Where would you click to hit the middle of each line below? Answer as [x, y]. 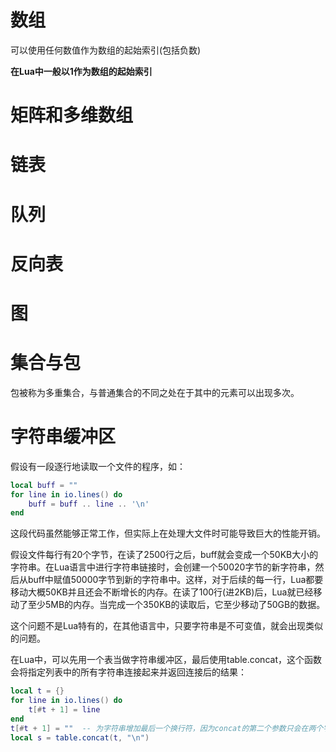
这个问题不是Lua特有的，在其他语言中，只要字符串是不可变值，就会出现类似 [167, 626]
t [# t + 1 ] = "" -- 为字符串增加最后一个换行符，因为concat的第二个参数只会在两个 [167, 728]
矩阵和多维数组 [72, 115]
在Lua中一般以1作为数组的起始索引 [81, 71]
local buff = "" [44, 485]
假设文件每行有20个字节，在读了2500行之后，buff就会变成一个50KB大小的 [164, 555]
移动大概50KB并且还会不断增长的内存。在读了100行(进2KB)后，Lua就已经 [162, 592]
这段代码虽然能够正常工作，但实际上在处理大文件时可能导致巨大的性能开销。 [168, 533]
